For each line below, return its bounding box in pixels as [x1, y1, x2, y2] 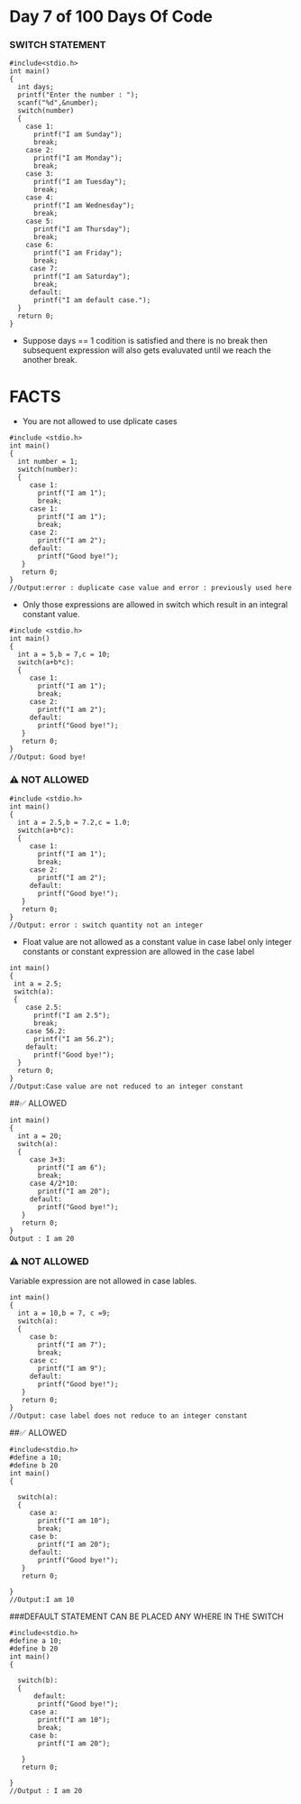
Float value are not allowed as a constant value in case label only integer [22, 936, 293, 947]
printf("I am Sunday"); [32, 130, 123, 139]
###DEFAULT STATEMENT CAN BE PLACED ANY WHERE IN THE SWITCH [9, 1611, 284, 1622]
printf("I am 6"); [37, 1162, 106, 1172]
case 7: [29, 264, 59, 273]
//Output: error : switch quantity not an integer [9, 921, 204, 930]
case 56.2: [25, 1026, 67, 1035]
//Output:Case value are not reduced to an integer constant [9, 1081, 244, 1091]
